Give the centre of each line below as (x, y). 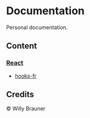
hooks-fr (26, 76)
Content (22, 46)
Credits (20, 95)
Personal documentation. (37, 27)
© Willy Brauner (26, 109)
